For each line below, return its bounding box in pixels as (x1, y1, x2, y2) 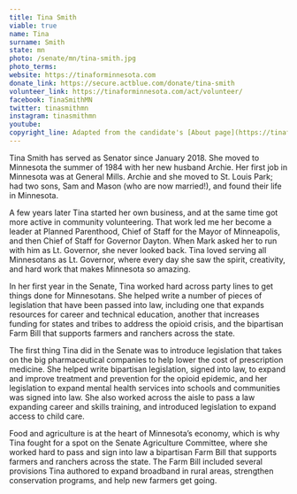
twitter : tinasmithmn (9, 104, 89, 112)
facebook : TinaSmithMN (9, 95, 93, 104)
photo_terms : (9, 63, 57, 72)
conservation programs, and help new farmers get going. (9, 475, 217, 485)
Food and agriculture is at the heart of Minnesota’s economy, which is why (9, 428, 280, 438)
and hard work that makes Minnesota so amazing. (9, 263, 191, 274)
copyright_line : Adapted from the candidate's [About (9, 128, 212, 137)
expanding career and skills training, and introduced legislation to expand (9, 401, 277, 412)
